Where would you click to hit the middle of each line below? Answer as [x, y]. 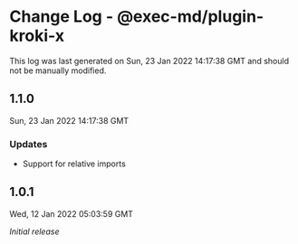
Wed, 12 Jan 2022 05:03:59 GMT [72, 213]
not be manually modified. [58, 70]
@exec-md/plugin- [190, 17]
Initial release [34, 231]
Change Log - [62, 17]
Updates [29, 144]
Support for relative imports [74, 164]
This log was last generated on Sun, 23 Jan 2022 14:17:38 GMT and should [149, 61]
